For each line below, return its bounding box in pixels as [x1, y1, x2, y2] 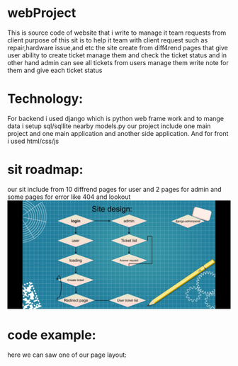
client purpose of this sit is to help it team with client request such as [7, 35, 208, 44]
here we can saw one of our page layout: [7, 350, 127, 359]
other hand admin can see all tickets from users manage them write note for [7, 58, 229, 67]
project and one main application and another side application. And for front [7, 129, 229, 137]
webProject [7, 5, 76, 21]
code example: [7, 327, 96, 343]
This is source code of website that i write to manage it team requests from [7, 28, 227, 37]
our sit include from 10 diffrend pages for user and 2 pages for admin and [7, 185, 222, 193]
